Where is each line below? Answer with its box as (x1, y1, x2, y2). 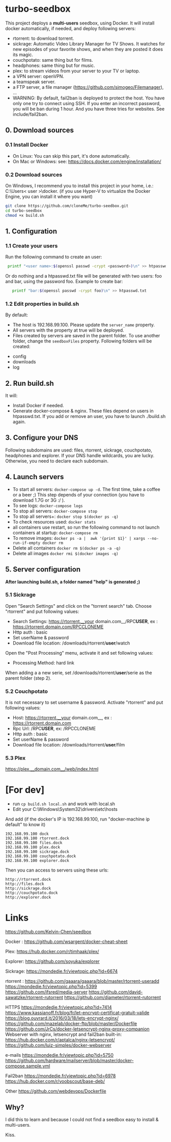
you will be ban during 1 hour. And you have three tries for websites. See (12, 106, 165, 112)
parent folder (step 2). (5, 675, 52, 681)
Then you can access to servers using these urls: (5, 867, 108, 873)
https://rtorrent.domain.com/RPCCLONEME (12, 624, 104, 630)
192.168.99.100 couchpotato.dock (5, 854, 76, 859)
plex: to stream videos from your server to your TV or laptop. (12, 67, 140, 74)
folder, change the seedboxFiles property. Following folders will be (12, 338, 152, 344)
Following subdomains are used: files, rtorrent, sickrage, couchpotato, (5, 447, 153, 453)
